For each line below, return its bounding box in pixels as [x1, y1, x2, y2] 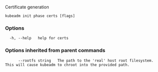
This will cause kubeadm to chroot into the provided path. [5, 62, 130, 67]
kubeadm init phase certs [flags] [5, 14, 76, 18]
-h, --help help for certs [9, 36, 69, 41]
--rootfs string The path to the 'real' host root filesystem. [18, 58, 154, 63]
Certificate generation [5, 4, 49, 10]
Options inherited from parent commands [5, 47, 106, 54]
